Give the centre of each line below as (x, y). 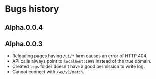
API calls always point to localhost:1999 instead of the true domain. (82, 61)
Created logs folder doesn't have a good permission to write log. (78, 66)
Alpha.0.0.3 (24, 44)
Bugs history (32, 9)
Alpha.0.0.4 (24, 27)
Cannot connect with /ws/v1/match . (48, 72)
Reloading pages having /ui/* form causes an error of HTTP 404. (80, 56)
